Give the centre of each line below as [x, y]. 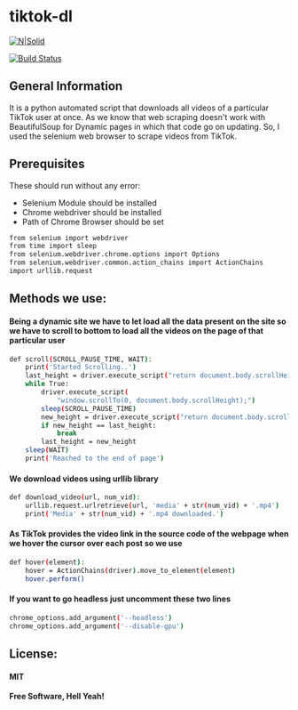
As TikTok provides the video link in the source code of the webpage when [149, 534]
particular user [37, 340]
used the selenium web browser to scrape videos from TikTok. [123, 136]
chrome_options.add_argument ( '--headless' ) [91, 617]
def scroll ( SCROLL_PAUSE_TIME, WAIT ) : [81, 359]
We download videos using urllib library [84, 479]
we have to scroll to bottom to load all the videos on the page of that [137, 330]
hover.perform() [55, 579]
